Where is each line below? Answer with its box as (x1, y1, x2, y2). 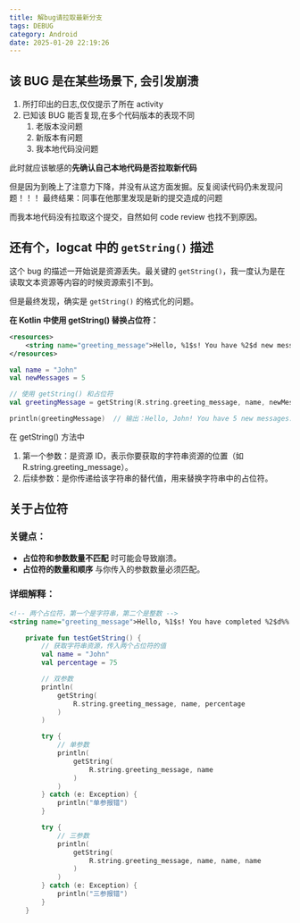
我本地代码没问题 (35, 144, 99, 155)
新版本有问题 (35, 132, 83, 143)
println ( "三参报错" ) (56, 890, 129, 899)
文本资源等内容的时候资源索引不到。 (24, 276, 158, 287)
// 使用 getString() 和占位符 (9, 390, 113, 399)
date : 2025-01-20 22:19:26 (9, 38, 110, 47)
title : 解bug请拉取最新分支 (9, 13, 103, 22)
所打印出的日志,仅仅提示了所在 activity (21, 99, 163, 110)
